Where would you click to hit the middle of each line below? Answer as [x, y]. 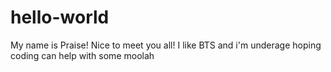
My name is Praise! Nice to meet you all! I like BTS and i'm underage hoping [166, 45]
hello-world [60, 17]
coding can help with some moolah [82, 55]
